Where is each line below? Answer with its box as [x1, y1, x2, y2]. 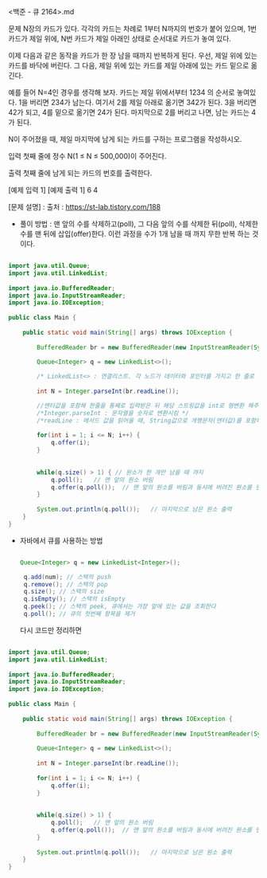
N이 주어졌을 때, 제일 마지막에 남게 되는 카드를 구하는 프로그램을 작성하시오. [8, 135, 242, 143]
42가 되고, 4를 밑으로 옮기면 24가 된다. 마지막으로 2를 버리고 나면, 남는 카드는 [8, 108, 250, 117]
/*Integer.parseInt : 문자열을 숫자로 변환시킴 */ [37, 409, 189, 417]
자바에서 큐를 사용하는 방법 [19, 535, 103, 545]
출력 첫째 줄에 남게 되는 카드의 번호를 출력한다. [8, 168, 153, 178]
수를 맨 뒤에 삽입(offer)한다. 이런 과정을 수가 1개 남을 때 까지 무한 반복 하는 [19, 229, 250, 238]
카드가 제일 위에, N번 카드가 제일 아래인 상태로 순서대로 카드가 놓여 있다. [8, 34, 232, 43]
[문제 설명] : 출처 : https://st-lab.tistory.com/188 [8, 202, 161, 211]
